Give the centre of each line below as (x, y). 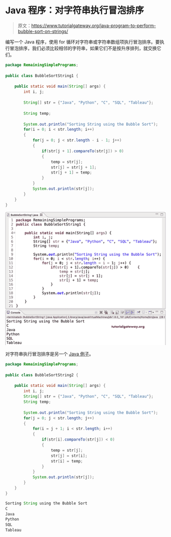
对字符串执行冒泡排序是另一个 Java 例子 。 (50, 354)
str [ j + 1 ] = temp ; (72, 173)
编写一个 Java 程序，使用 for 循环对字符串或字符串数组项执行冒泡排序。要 (83, 42)
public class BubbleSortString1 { (42, 76)
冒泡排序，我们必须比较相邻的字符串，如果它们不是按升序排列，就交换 (83, 48)
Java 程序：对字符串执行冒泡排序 (75, 10)
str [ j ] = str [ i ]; (69, 456)
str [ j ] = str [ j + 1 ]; (74, 167)
